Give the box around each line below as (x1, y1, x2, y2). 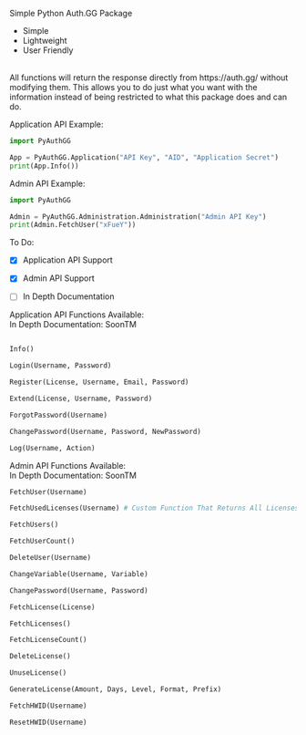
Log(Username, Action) (9, 443, 96, 452)
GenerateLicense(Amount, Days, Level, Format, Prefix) (9, 685, 222, 694)
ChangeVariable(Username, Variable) (9, 569, 148, 578)
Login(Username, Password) (9, 361, 112, 370)
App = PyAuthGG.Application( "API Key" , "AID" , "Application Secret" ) (9, 152, 280, 162)
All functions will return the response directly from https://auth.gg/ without (9, 72, 289, 83)
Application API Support (22, 254, 114, 265)
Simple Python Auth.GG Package (9, 8, 133, 18)
